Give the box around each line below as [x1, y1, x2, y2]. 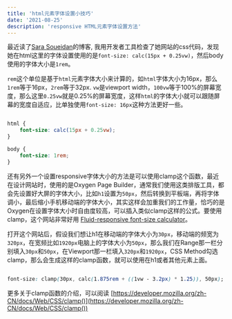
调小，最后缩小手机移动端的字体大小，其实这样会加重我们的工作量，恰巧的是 [7, 197, 225, 206]
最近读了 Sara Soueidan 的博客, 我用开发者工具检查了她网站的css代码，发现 [7, 43, 220, 51]
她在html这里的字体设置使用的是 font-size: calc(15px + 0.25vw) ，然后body [7, 51, 224, 59]
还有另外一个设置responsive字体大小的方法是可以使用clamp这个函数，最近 [7, 172, 220, 180]
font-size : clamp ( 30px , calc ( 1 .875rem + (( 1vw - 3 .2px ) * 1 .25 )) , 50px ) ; [7, 275, 224, 282]
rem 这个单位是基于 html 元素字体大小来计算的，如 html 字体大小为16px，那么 [7, 75, 218, 83]
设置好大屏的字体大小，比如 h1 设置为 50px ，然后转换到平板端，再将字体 [19, 189, 220, 197]
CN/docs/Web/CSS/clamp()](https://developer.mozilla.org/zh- [7, 296, 184, 304]
